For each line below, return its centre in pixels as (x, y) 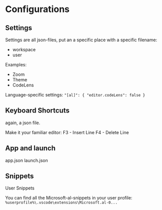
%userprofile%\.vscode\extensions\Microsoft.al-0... (61, 203)
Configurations (37, 9)
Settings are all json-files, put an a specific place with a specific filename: (81, 40)
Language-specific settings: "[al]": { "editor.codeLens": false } (75, 95)
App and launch (31, 148)
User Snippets (20, 188)
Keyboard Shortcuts (37, 111)
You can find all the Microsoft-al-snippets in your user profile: (69, 198)
